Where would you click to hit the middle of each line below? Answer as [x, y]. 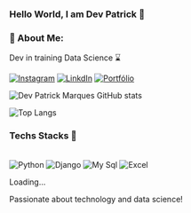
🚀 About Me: [36, 37]
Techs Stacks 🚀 [43, 136]
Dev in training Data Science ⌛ [65, 58]
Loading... [28, 182]
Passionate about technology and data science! [96, 199]
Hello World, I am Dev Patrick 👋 [77, 14]
